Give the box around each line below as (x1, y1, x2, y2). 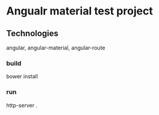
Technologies (6, 28, 59, 39)
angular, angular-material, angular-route (6, 44, 105, 51)
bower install (6, 73, 38, 80)
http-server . (6, 101, 38, 109)
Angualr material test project (6, 4, 154, 18)
